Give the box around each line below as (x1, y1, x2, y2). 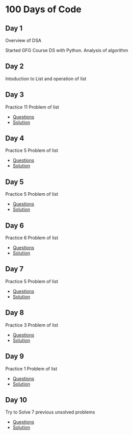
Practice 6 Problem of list (5, 235, 59, 241)
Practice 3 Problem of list (5, 322, 59, 328)
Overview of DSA (5, 37, 42, 43)
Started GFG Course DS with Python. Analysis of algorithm (5, 47, 128, 53)
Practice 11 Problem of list (5, 104, 60, 110)
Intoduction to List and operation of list (5, 75, 87, 82)
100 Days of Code (5, 4, 82, 15)
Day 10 (5, 395, 27, 404)
